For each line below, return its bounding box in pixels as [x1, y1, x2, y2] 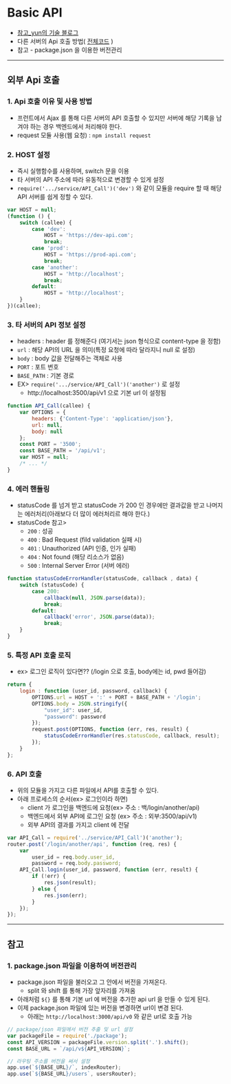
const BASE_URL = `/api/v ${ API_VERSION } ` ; [7, 1045, 131, 1052]
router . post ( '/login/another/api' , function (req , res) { [7, 841, 177, 848]
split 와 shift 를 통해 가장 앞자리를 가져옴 [27, 987, 136, 995]
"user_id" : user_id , [43, 706, 103, 714]
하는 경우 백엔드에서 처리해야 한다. [30, 122, 122, 130]
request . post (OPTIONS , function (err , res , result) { [32, 726, 189, 733]
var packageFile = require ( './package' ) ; [7, 1032, 128, 1039]
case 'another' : [32, 264, 78, 271]
